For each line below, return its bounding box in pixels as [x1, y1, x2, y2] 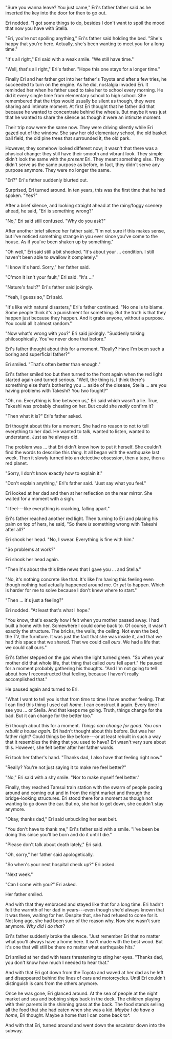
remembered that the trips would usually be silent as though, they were [5, 98, 156, 104]
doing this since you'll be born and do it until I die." [5, 832, 112, 837]
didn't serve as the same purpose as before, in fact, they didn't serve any [5, 162, 160, 168]
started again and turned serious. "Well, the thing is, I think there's [5, 377, 145, 383]
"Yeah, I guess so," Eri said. [5, 294, 63, 300]
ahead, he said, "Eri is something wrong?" [5, 208, 94, 214]
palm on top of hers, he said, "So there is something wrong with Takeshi [5, 521, 158, 527]
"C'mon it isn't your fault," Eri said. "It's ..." [5, 274, 95, 280]
